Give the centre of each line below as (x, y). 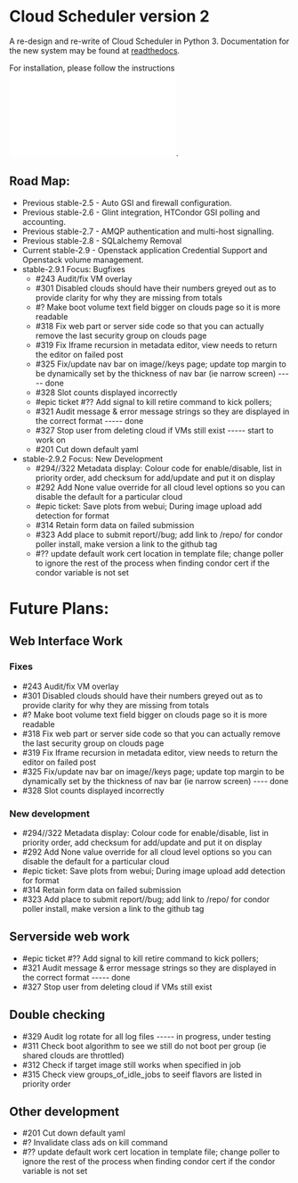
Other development (64, 1111)
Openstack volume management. (83, 260)
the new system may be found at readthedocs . (95, 50)
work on (50, 440)
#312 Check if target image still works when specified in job (132, 1064)
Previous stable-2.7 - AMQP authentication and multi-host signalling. (148, 231)
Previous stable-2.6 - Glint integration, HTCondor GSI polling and (141, 212)
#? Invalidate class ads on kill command (95, 1143)
